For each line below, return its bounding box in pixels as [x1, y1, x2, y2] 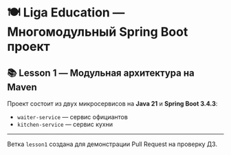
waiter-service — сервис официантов [16, 113, 129, 121]
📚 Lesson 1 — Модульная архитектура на [7, 67, 195, 79]
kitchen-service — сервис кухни [16, 121, 113, 128]
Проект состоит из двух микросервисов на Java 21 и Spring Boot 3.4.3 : [7, 100, 218, 107]
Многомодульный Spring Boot [7, 24, 188, 40]
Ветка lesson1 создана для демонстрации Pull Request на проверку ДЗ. [7, 140, 218, 148]
